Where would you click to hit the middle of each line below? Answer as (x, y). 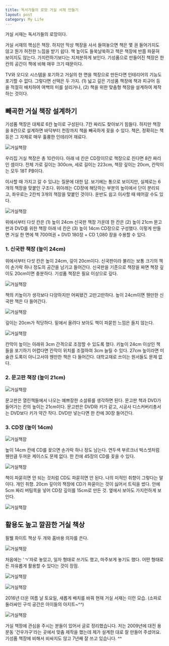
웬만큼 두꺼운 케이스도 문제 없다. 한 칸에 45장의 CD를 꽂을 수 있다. (70, 456)
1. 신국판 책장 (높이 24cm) (35, 249)
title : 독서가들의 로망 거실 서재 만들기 (42, 10)
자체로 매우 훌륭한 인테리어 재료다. (53, 137)
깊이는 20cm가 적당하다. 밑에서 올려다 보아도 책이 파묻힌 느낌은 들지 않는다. (80, 323)
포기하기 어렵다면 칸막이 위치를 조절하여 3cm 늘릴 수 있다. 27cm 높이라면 (87, 351)
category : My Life (24, 19)
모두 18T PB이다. (27, 171)
